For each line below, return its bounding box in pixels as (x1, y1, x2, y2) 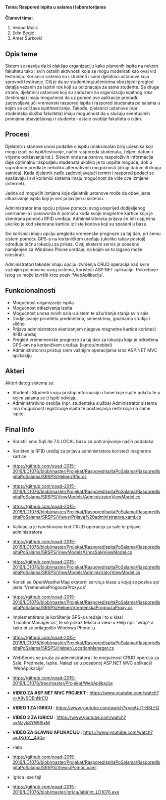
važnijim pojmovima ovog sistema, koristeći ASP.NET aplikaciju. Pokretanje (5, 266, 158, 272)
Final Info (5, 425, 35, 434)
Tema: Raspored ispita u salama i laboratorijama (5, 4, 106, 10)
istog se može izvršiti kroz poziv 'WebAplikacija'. (5, 272, 104, 278)
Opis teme (5, 50, 38, 58)
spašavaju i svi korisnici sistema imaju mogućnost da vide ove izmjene (5, 175, 149, 181)
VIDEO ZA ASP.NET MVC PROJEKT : (12, 690, 89, 696)
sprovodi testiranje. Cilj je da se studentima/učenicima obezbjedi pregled (5, 79, 154, 85)
